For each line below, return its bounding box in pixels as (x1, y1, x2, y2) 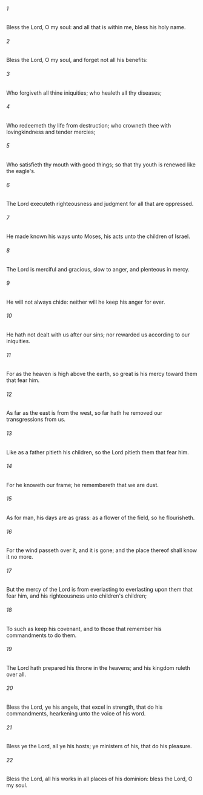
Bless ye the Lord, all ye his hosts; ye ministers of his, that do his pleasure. (6, 743, 192, 750)
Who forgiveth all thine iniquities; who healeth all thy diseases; (6, 89, 162, 97)
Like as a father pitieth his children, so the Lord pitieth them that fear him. (6, 448, 189, 456)
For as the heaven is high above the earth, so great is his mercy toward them (6, 370, 198, 378)
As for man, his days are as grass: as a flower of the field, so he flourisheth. (6, 514, 195, 522)
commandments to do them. (6, 632, 77, 639)
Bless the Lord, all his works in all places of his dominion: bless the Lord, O (6, 775, 193, 783)
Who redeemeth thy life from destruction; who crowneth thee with (6, 121, 171, 129)
